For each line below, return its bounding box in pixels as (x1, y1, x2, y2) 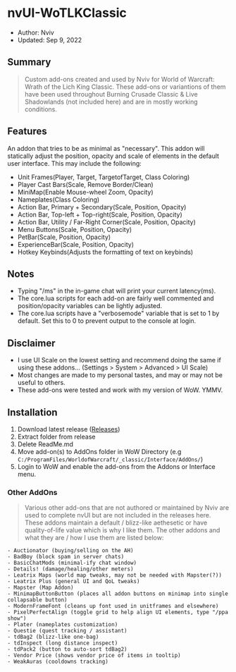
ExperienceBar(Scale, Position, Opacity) (17, 240, 135, 248)
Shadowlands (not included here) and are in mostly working (24, 97, 199, 106)
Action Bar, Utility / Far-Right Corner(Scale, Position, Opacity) (17, 217, 196, 226)
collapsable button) (7, 597, 68, 604)
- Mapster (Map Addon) (7, 584, 74, 592)
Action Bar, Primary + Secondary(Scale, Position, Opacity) (17, 202, 187, 211)
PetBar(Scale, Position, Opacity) (17, 233, 111, 241)
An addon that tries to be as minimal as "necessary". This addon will (7, 144, 205, 152)
